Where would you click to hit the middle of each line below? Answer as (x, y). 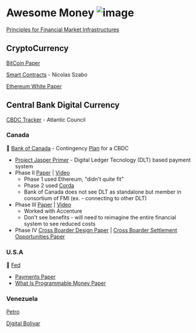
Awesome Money (50, 13)
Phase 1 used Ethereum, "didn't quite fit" (74, 179)
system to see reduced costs (60, 224)
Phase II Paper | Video (42, 173)
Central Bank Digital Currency (63, 105)
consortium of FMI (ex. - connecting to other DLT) (85, 198)
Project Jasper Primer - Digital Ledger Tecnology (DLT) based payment (103, 160)
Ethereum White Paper (34, 86)
